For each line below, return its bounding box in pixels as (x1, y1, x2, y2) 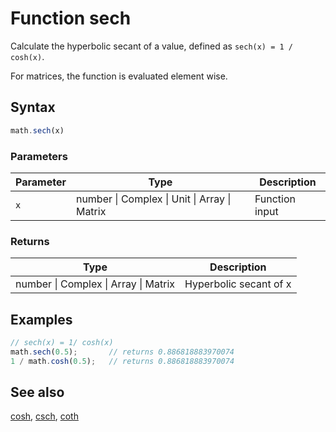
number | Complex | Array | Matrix (15, 277, 176, 291)
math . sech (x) (10, 125, 65, 136)
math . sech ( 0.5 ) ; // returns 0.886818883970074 (10, 347, 235, 357)
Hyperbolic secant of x (184, 277, 292, 291)
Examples (10, 311, 73, 328)
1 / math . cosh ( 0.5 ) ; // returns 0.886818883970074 (10, 356, 235, 366)
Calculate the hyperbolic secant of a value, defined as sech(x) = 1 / (10, 40, 293, 52)
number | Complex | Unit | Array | (75, 192, 232, 206)
